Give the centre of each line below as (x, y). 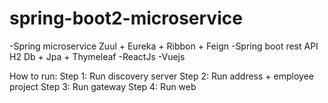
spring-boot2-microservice (126, 18)
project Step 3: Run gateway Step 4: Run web (103, 86)
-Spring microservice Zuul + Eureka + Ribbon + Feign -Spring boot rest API (164, 46)
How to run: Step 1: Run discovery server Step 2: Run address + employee (161, 76)
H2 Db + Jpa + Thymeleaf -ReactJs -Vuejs (97, 56)
